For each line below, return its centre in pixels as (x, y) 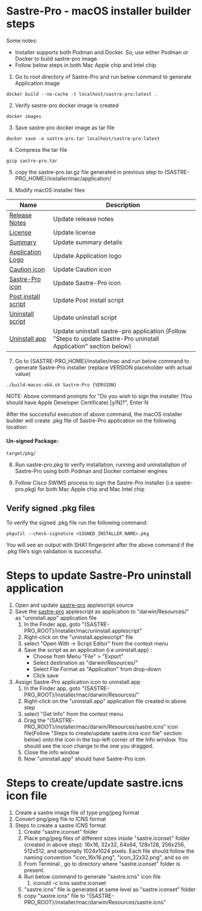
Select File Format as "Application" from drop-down (97, 669)
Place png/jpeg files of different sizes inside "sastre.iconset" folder (107, 838)
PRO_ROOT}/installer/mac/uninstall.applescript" (83, 630)
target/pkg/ (21, 454)
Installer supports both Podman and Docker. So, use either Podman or (102, 52)
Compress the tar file (41, 149)
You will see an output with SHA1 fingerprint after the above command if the (100, 545)
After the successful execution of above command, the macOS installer (94, 414)
